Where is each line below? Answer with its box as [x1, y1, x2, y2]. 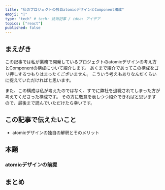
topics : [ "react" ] [5, 21, 43, 26]
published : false [5, 26, 41, 30]
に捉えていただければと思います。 [5, 77, 74, 83]
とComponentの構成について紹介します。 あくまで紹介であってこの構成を [5, 65, 155, 71]
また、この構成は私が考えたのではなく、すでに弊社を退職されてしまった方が [5, 87, 161, 93]
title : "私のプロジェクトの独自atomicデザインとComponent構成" [5, 7, 124, 12]
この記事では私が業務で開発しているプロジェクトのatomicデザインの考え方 [5, 58, 157, 64]
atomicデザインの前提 [5, 162, 58, 168]
